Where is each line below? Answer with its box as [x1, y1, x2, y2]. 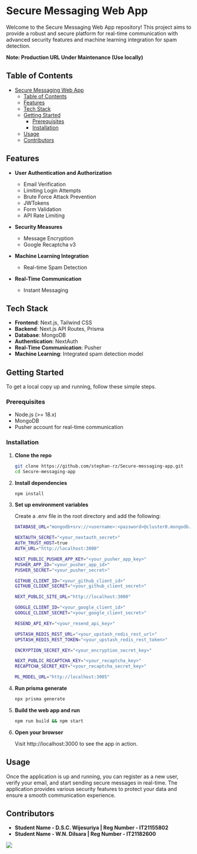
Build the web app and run [14, 706, 81, 713]
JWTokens [23, 199, 49, 207]
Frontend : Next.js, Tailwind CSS [14, 319, 92, 326]
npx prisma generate [14, 696, 65, 702]
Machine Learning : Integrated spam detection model [14, 350, 143, 357]
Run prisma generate [14, 684, 68, 692]
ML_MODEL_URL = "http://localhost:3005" [14, 674, 110, 680]
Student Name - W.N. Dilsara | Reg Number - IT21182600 [14, 830, 156, 838]
